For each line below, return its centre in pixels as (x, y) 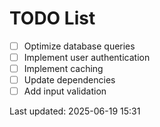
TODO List (52, 18)
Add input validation (65, 91)
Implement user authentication (87, 57)
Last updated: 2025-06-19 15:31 (75, 111)
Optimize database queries (79, 46)
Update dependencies (69, 80)
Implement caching (63, 69)
